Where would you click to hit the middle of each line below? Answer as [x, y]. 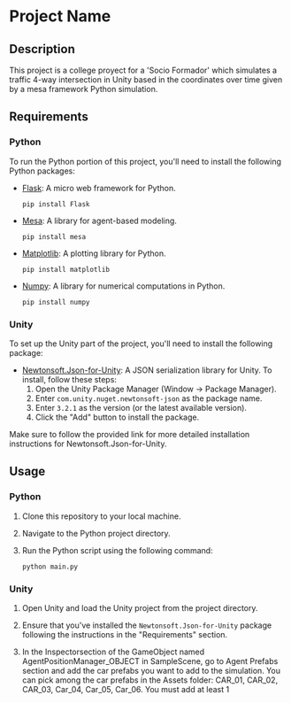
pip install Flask [56, 204]
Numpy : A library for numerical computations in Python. [123, 286]
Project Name [60, 16]
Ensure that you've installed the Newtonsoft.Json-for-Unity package [147, 625]
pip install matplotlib [66, 269]
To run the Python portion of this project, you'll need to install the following [145, 161]
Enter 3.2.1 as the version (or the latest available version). [141, 407]
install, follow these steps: [69, 379]
